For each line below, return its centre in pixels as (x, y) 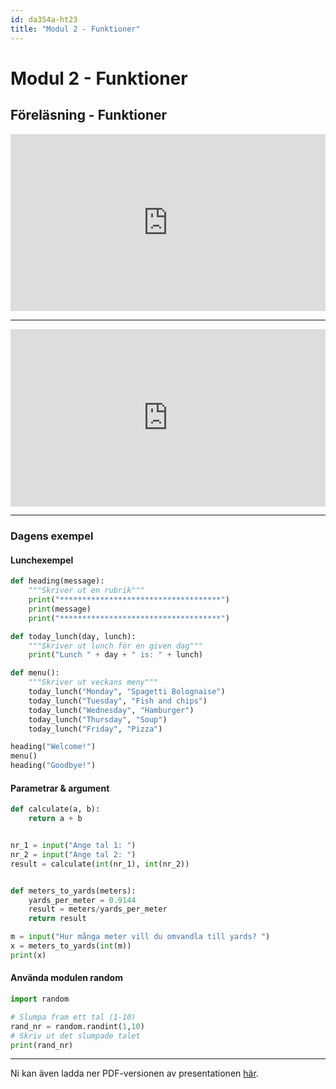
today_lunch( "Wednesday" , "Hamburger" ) (111, 710)
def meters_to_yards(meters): (73, 891)
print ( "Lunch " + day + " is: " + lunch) (115, 655)
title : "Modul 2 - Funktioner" (75, 29)
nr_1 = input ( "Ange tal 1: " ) (73, 846)
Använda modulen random (66, 978)
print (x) (28, 955)
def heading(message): (57, 581)
